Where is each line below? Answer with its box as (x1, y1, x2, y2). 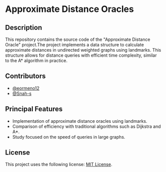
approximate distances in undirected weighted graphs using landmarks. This (5, 47, 162, 53)
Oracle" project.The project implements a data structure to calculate (5, 42, 144, 48)
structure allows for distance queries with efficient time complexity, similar (5, 52, 157, 58)
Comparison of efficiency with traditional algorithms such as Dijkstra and (12, 123, 161, 129)
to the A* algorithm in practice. (5, 58, 68, 63)
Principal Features (5, 105, 63, 113)
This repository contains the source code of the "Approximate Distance (5, 36, 150, 42)
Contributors (5, 72, 46, 81)
